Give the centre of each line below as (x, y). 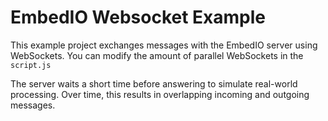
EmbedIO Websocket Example (138, 17)
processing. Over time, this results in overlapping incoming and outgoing (160, 94)
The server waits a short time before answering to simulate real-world (154, 83)
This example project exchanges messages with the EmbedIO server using (164, 45)
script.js (31, 65)
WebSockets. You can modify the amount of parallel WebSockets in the (157, 55)
